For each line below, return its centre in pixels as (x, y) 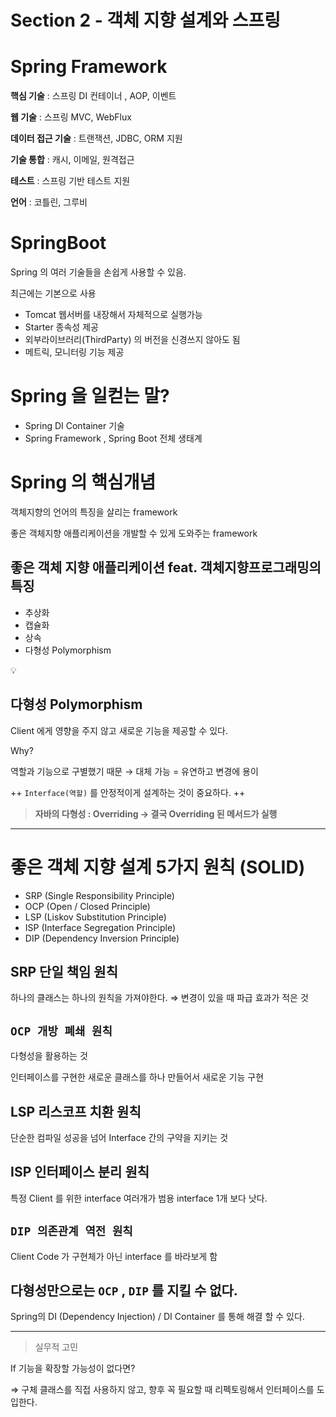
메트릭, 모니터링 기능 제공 (74, 352)
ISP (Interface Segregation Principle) (100, 927)
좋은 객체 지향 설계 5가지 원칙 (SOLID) (158, 867)
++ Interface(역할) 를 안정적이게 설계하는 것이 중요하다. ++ (128, 792)
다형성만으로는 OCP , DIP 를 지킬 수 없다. (124, 1290)
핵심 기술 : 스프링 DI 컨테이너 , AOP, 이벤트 (93, 96)
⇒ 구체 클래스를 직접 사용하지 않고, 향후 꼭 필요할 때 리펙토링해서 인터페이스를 (162, 1390)
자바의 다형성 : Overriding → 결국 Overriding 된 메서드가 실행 (156, 813)
